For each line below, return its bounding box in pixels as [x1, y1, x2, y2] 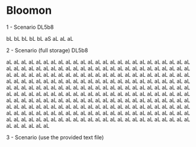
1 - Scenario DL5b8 [6, 23, 54, 31]
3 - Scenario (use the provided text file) [6, 133, 104, 141]
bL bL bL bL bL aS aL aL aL [6, 35, 74, 42]
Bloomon [6, 4, 52, 17]
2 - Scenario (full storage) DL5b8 [6, 46, 88, 54]
